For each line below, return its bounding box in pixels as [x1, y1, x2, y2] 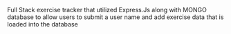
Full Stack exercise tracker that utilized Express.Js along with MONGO [7, 6, 207, 14]
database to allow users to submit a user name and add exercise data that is [7, 13, 224, 21]
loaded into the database [7, 20, 78, 28]
